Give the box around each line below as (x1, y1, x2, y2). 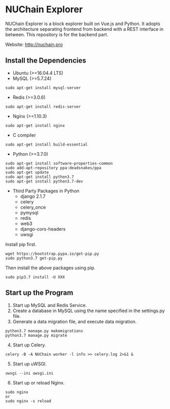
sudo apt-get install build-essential (5, 142, 88, 147)
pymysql (20, 209, 39, 216)
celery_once (20, 204, 46, 210)
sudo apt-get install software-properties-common (5, 160, 113, 166)
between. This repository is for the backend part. (5, 31, 109, 37)
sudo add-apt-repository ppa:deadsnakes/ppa (5, 165, 102, 170)
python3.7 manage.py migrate (5, 333, 67, 338)
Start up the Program (5, 289, 74, 297)
